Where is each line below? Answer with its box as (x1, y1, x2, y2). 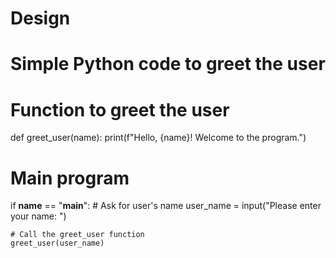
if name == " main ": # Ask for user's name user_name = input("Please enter (10, 200, 322, 212)
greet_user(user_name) (10, 238, 105, 249)
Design (10, 7, 71, 30)
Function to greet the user (10, 98, 230, 121)
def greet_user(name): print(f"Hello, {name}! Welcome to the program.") (10, 132, 307, 144)
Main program (10, 167, 130, 189)
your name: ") (10, 210, 67, 222)
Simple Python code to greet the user (10, 53, 326, 76)
